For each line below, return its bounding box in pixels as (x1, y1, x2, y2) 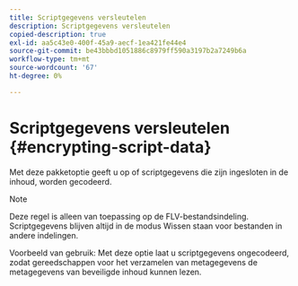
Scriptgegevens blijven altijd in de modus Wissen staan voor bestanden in (9, 221, 283, 231)
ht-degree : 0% (9, 72, 63, 81)
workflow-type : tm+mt (9, 55, 91, 64)
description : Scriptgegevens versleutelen (9, 22, 171, 30)
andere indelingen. (9, 230, 79, 240)
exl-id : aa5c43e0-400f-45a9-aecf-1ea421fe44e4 (9, 38, 187, 48)
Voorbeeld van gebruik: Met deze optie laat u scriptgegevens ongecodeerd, (9, 247, 290, 258)
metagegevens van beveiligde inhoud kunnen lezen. (9, 266, 202, 277)
